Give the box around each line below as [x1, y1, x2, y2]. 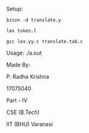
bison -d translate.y [6, 17, 62, 23]
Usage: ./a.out [6, 49, 42, 56]
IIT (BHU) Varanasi [6, 121, 53, 127]
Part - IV [6, 97, 27, 104]
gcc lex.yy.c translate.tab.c [6, 39, 84, 45]
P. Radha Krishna [6, 73, 49, 80]
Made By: [6, 61, 30, 68]
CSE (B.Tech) [6, 108, 40, 116]
